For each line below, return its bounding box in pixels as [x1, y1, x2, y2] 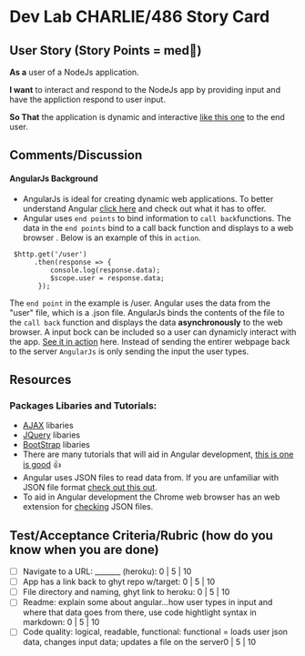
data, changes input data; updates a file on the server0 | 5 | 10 [22, 637, 257, 648]
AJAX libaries [22, 420, 75, 431]
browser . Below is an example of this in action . [22, 232, 202, 243]
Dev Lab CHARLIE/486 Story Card [9, 6, 270, 27]
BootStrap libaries [22, 439, 91, 450]
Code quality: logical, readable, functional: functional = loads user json [22, 626, 289, 638]
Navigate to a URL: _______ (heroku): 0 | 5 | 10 [22, 566, 192, 577]
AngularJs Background [9, 173, 98, 184]
